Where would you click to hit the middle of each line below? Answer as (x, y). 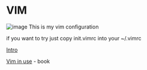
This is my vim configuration (64, 27)
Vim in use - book (28, 61)
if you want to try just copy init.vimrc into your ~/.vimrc (74, 38)
